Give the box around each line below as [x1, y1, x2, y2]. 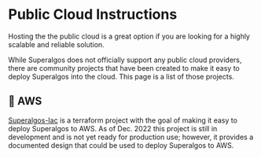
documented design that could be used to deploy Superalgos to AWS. [8, 140, 234, 150]
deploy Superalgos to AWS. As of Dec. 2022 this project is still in [8, 123, 218, 133]
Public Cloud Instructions [8, 6, 178, 24]
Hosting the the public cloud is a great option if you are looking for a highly [8, 31, 250, 41]
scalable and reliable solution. [8, 39, 105, 49]
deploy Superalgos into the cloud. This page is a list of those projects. [8, 72, 234, 81]
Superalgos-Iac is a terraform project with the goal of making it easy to [8, 116, 238, 125]
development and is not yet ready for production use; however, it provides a [8, 132, 254, 141]
